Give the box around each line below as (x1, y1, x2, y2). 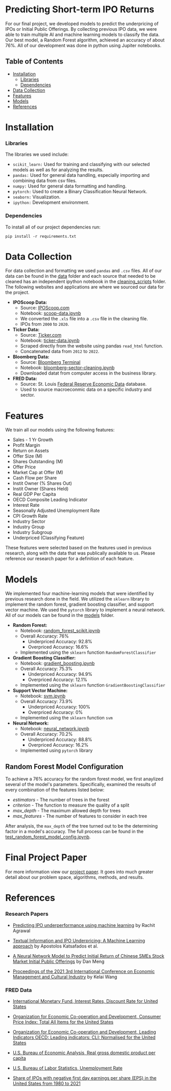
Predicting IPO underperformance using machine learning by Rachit (12, 922, 155, 928)
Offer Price (12, 464, 36, 470)
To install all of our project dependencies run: (5, 224, 101, 230)
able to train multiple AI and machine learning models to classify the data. (5, 31, 160, 37)
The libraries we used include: (5, 151, 69, 157)
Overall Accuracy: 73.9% (20, 698, 73, 705)
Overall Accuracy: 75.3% (20, 666, 73, 672)
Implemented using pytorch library (20, 747, 93, 754)
